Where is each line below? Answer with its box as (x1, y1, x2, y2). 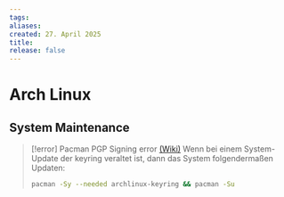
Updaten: (30, 162, 66, 174)
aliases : (9, 21, 42, 30)
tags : (9, 12, 29, 22)
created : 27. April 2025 (9, 29, 101, 38)
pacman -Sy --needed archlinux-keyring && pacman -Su (30, 180, 235, 189)
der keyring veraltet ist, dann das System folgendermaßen (60, 153, 274, 164)
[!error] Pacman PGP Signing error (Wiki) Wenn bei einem (30, 144, 242, 154)
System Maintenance (9, 119, 131, 135)
